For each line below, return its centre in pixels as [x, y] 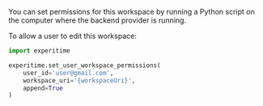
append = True [43, 88]
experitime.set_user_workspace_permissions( [85, 65]
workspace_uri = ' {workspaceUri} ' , [79, 80]
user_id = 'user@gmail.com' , [68, 73]
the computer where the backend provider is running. [98, 20]
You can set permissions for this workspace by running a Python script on [131, 12]
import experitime [39, 51]
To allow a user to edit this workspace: [73, 36]
